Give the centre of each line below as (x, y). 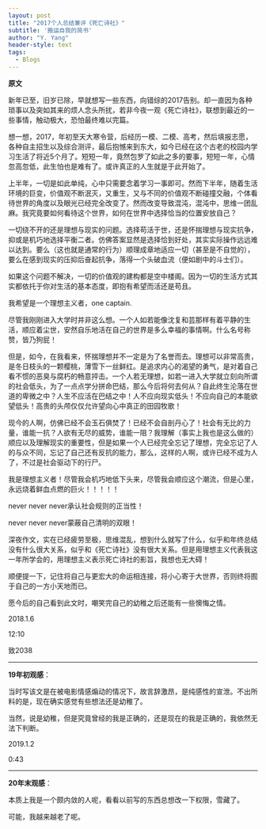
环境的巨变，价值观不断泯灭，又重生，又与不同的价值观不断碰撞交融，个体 (129, 193)
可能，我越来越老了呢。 (46, 816)
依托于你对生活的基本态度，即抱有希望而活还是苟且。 (108, 286)
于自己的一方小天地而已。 (50, 586)
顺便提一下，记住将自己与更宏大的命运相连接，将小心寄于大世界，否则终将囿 (133, 576)
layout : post (30, 15)
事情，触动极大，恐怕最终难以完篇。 (74, 120)
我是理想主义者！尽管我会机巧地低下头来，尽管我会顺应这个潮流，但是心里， (133, 479)
